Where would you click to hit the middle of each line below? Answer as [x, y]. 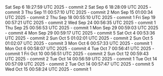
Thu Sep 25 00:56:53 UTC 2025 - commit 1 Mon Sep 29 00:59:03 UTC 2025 [82, 28]
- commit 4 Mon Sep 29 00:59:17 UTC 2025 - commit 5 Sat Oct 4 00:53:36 [80, 33]
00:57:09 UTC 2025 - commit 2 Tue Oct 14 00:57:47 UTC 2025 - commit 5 [80, 64]
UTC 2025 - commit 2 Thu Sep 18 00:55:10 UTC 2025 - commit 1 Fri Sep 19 [80, 17]
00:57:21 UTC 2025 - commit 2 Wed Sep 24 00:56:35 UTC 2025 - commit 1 [81, 22]
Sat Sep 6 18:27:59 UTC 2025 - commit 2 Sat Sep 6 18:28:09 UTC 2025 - [78, 7]
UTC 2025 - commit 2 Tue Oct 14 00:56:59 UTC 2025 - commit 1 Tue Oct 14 [81, 59]
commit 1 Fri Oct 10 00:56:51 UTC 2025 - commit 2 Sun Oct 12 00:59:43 [77, 54]
